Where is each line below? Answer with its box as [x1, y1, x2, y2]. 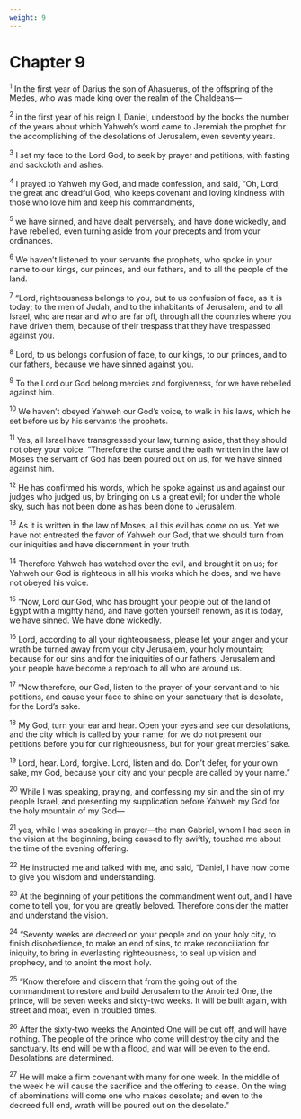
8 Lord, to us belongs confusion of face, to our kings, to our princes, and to [9, 348, 288, 360]
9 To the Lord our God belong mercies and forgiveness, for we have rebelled [9, 376, 292, 388]
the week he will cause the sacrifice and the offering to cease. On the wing [9, 1080, 287, 1092]
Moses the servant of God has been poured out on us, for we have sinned [9, 453, 283, 464]
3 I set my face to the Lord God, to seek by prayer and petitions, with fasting [9, 147, 290, 160]
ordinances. [9, 235, 54, 245]
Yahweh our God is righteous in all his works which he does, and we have [9, 567, 281, 578]
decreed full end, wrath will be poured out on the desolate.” [9, 1100, 229, 1111]
